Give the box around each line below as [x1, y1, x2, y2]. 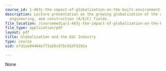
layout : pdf [5, 30, 30, 35]
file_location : [5, 21, 37, 26]
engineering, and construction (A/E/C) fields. [9, 16, 110, 21]
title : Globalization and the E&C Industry [5, 35, 96, 40]
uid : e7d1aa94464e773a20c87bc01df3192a [5, 44, 87, 48]
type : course [5, 39, 32, 44]
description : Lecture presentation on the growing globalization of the [5, 12, 158, 17]
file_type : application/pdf [5, 25, 63, 30]
